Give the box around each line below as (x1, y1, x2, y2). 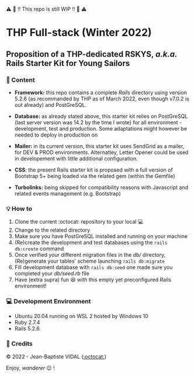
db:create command (14, 245, 64, 252)
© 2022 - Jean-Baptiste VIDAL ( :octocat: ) (6, 353, 107, 360)
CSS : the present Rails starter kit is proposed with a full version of (14, 166, 173, 173)
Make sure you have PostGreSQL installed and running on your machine (14, 233, 188, 240)
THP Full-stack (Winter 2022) (6, 26, 152, 39)
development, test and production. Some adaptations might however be (14, 125, 187, 132)
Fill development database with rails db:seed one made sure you (14, 264, 173, 271)
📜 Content (6, 76, 35, 84)
